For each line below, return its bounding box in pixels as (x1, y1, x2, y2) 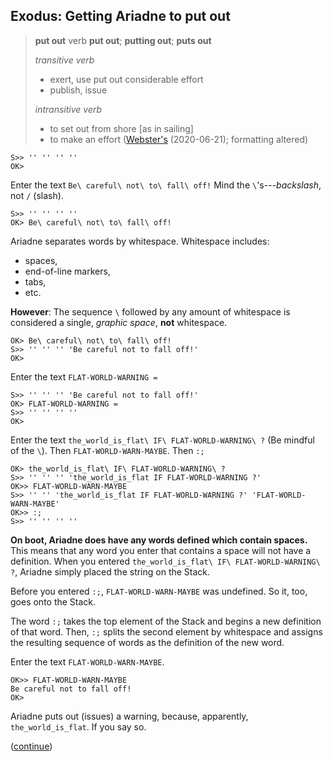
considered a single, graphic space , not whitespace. (10, 316, 228, 328)
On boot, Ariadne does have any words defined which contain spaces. (10, 534, 308, 546)
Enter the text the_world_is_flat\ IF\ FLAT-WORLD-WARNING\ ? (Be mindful (10, 434, 315, 446)
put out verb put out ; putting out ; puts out (34, 34, 212, 46)
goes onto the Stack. (10, 595, 97, 608)
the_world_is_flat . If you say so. (10, 720, 147, 733)
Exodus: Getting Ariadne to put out (10, 8, 231, 25)
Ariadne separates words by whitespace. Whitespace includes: (10, 235, 270, 247)
